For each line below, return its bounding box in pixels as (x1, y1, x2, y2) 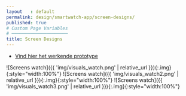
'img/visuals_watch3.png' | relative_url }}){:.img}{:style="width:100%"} (6, 83, 181, 89)
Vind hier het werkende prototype (14, 53, 99, 59)
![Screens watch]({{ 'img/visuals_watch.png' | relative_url (6, 64, 148, 71)
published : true (6, 20, 47, 25)
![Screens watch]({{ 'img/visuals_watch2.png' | (62, 71, 179, 77)
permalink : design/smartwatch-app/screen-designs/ (6, 14, 135, 20)
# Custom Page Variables (6, 25, 68, 31)
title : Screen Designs (6, 36, 63, 42)
